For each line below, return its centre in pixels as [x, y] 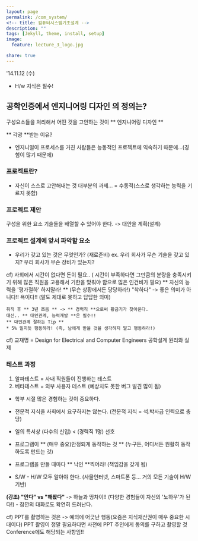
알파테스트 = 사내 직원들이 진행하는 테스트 [63, 379]
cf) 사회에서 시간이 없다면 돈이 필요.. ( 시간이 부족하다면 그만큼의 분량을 [89, 275]
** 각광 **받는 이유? [29, 134]
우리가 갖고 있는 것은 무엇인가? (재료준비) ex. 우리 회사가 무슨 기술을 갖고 [99, 255]
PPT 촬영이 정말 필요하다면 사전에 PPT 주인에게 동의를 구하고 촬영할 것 [106, 524]
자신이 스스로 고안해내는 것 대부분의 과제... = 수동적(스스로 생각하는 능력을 [100, 185]
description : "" [26, 28]
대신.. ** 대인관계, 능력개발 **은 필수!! [51, 316]
